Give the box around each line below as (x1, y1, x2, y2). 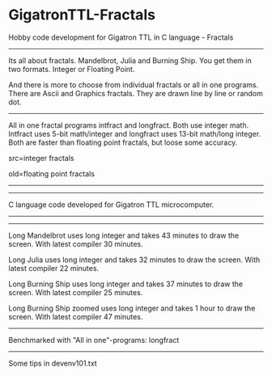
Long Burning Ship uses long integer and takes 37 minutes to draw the (8, 279, 244, 289)
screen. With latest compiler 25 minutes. (8, 287, 143, 297)
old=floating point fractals (8, 168, 96, 179)
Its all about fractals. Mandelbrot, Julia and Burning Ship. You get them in (8, 55, 253, 65)
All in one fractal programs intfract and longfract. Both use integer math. (8, 120, 249, 130)
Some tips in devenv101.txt (8, 358, 97, 368)
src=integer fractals (8, 153, 74, 163)
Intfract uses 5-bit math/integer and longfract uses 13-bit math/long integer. (8, 129, 261, 138)
